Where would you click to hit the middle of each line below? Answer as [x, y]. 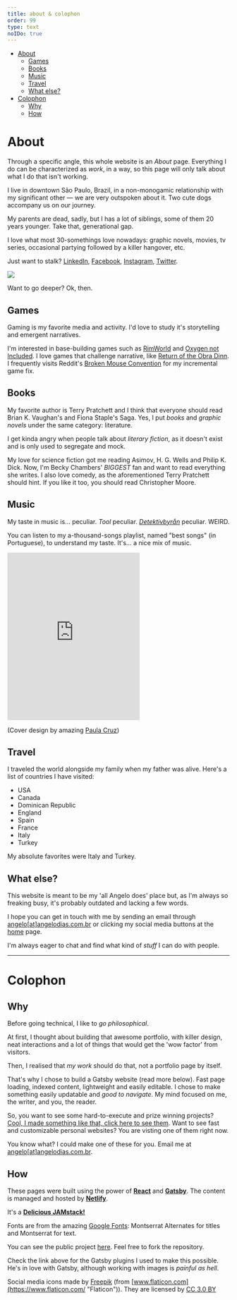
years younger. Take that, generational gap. [71, 226]
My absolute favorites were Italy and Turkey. [72, 856]
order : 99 [22, 20]
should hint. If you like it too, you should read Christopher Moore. [102, 482]
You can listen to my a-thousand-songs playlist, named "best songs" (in [112, 535]
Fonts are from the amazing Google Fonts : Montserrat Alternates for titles [114, 1226]
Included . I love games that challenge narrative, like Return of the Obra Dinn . [118, 356]
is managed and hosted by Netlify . [57, 1198]
